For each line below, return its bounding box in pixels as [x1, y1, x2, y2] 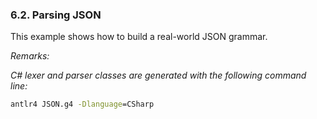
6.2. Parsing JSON [10, 8, 102, 22]
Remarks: [10, 50, 50, 62]
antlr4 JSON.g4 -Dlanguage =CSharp [10, 99, 155, 110]
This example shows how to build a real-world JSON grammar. [10, 31, 268, 43]
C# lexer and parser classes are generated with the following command [10, 69, 307, 82]
